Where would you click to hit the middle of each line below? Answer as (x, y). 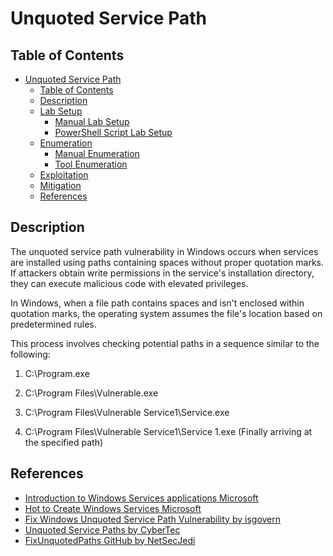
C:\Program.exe (57, 373)
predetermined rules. (53, 324)
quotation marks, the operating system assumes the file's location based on (166, 313)
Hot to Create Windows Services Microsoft (113, 508)
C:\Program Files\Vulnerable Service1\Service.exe (127, 412)
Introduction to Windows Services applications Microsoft (141, 498)
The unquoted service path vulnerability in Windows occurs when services (164, 251)
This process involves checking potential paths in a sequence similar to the (165, 343)
